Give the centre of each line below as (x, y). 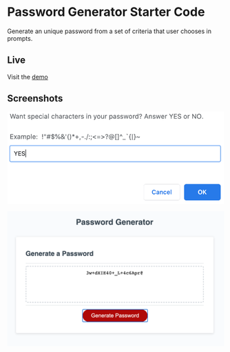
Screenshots (35, 98)
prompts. (20, 38)
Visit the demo (28, 77)
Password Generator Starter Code (106, 12)
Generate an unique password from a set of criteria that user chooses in (109, 31)
